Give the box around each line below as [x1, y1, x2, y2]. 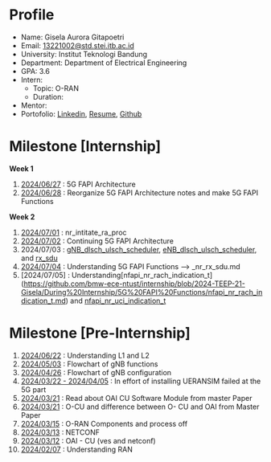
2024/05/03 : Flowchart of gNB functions [20, 359, 158, 369]
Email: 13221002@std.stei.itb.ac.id [20, 40, 135, 50]
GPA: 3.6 [20, 66, 51, 76]
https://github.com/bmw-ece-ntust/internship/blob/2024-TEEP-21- [23, 279, 246, 288]
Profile [9, 6, 55, 24]
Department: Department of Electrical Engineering [20, 58, 187, 67]
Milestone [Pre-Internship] [9, 324, 191, 342]
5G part [20, 384, 47, 395]
